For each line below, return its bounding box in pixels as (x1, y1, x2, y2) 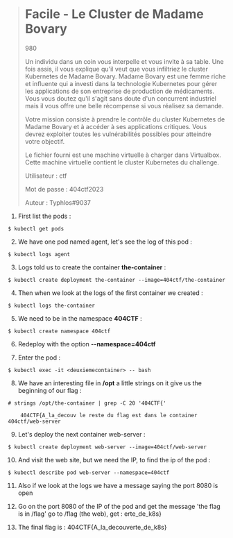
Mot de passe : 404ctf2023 (24, 185, 104, 193)
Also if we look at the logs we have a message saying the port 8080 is (17, 481, 218, 489)
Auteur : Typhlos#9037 (24, 198, 91, 207)
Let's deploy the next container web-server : (17, 430, 146, 438)
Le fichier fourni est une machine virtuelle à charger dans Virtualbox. (24, 151, 221, 159)
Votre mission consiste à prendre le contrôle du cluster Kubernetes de (24, 115, 225, 124)
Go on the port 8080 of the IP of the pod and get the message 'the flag (17, 502, 221, 510)
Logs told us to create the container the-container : (17, 263, 166, 271)
